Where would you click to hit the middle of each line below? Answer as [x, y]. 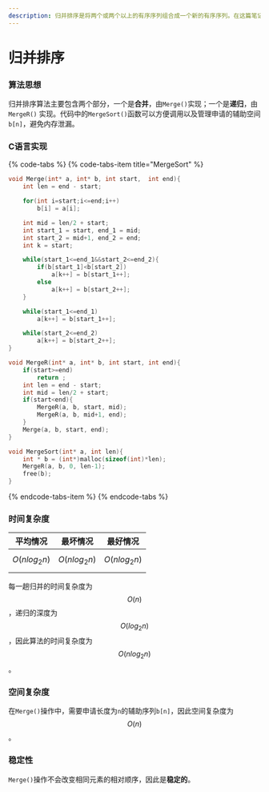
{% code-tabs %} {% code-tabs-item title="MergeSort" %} [106, 164]
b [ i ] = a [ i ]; [59, 209]
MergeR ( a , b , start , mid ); [82, 408]
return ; [52, 377]
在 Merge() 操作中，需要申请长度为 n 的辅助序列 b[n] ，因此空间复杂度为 [121, 711]
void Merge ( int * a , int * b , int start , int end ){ [94, 179]
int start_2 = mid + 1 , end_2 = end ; [82, 238]
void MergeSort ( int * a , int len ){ [66, 452]
